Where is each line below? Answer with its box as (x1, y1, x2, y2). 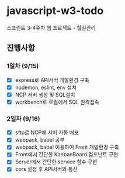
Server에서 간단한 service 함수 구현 (15, 158, 98, 165)
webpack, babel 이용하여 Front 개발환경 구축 (15, 143, 119, 150)
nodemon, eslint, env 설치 (15, 84, 77, 91)
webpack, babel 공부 (15, 136, 65, 143)
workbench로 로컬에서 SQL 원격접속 (15, 98, 100, 105)
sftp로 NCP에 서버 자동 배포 (15, 129, 79, 136)
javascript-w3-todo (6, 4, 104, 18)
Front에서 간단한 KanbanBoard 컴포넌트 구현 (15, 151, 119, 158)
